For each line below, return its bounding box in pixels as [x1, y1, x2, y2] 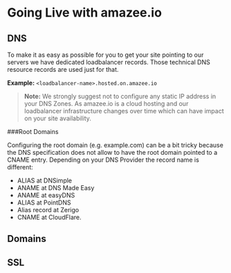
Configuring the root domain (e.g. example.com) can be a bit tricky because [7, 141, 223, 149]
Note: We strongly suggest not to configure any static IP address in [24, 92, 216, 100]
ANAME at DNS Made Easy [17, 184, 95, 191]
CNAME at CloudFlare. [17, 213, 82, 221]
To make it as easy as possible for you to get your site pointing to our [7, 50, 204, 59]
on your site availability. [24, 114, 92, 122]
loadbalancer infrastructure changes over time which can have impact [24, 107, 224, 115]
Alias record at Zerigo [17, 206, 80, 214]
